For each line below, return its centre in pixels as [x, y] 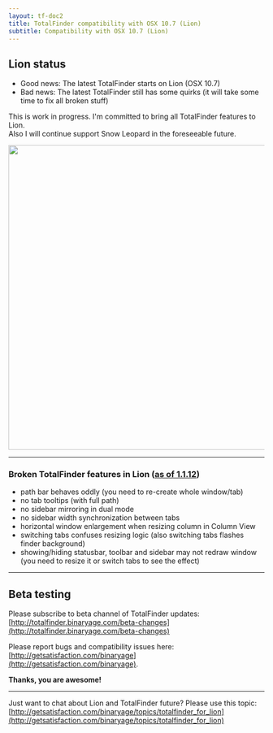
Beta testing [40, 594]
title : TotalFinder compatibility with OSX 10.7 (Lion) [105, 24]
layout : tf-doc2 [36, 16]
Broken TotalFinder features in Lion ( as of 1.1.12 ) [104, 475]
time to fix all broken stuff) [64, 101]
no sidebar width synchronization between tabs [100, 518]
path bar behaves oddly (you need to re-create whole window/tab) [132, 492]
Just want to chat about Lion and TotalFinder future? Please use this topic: [133, 703]
